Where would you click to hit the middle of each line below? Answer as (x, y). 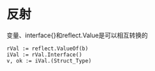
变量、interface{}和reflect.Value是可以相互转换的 (77, 35)
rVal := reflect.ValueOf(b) (48, 49)
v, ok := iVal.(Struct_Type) (49, 60)
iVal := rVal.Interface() (44, 54)
